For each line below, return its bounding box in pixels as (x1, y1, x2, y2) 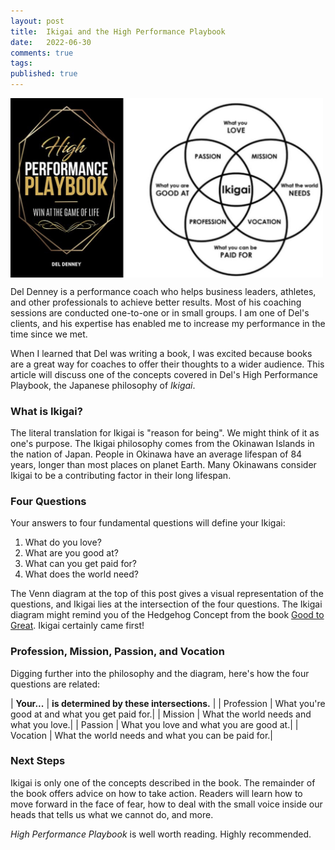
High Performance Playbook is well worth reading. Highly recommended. (10, 828, 312, 840)
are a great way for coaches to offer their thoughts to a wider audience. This (10, 358, 325, 370)
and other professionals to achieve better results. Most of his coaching (10, 296, 302, 308)
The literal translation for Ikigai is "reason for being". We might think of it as (10, 426, 320, 439)
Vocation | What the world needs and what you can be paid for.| (10, 729, 273, 741)
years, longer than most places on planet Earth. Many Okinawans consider (10, 458, 317, 470)
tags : (10, 58, 33, 69)
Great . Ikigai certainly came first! (10, 620, 145, 632)
